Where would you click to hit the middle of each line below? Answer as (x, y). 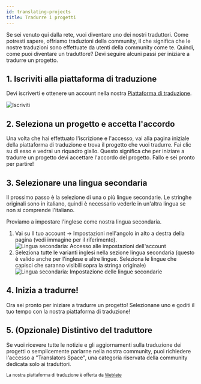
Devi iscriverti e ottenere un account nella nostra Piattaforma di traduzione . (99, 93)
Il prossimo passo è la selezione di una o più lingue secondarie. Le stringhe (99, 197)
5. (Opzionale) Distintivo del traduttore (79, 330)
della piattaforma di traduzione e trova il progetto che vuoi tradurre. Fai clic (99, 145)
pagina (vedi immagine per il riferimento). (66, 239)
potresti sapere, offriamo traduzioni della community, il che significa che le (98, 41)
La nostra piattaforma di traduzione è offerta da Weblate (64, 375)
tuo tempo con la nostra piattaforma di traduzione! (68, 311)
